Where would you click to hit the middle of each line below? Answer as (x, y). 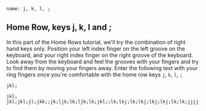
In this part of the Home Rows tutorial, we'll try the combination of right (96, 42)
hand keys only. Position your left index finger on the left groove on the (96, 48)
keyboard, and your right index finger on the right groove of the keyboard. (100, 55)
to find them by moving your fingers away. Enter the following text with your (102, 68)
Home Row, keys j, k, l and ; (59, 27)
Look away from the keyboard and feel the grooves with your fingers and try (103, 62)
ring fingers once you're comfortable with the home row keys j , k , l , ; (94, 74)
